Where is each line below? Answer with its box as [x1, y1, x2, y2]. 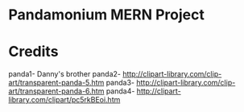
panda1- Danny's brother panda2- [8, 69, 121, 79]
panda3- [105, 78, 135, 88]
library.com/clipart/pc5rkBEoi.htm [8, 95, 121, 105]
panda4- [105, 86, 135, 96]
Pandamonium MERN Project [8, 6, 205, 24]
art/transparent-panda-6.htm [8, 86, 105, 96]
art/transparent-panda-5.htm [8, 78, 105, 88]
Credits [8, 43, 59, 61]
